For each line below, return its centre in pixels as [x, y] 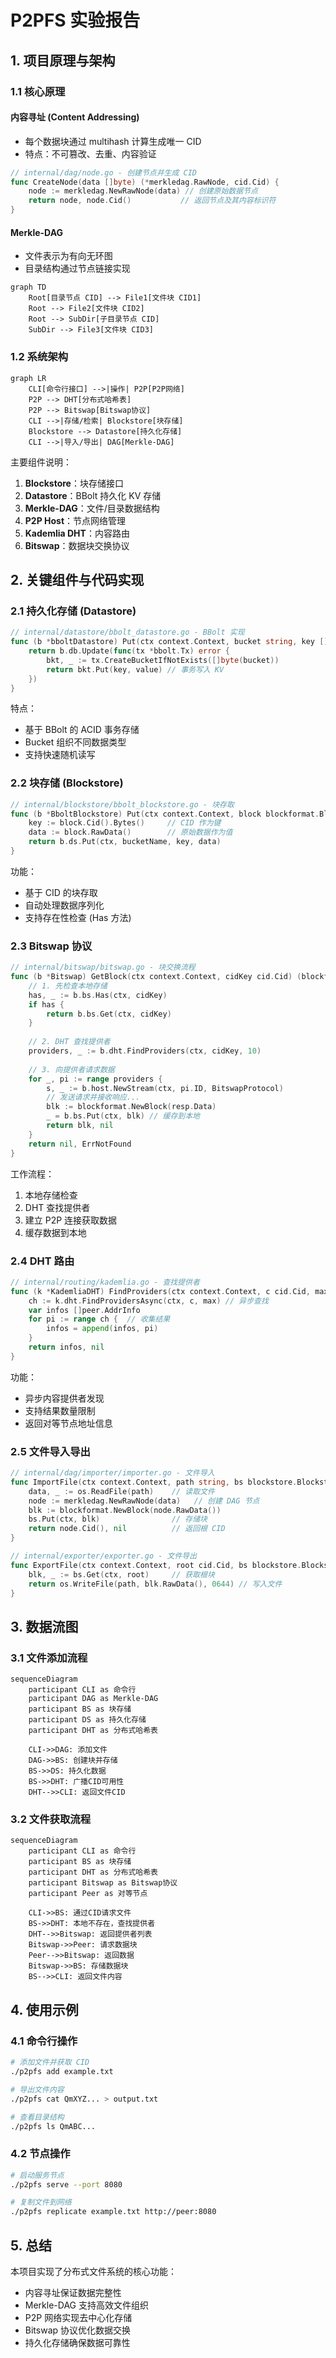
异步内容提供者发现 [64, 1398]
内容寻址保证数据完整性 [73, 2292]
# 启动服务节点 [37, 2175]
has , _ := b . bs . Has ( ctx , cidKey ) [98, 995]
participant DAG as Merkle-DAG [93, 1699]
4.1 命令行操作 [44, 2041]
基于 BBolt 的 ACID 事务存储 [82, 730]
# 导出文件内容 [37, 2089]
